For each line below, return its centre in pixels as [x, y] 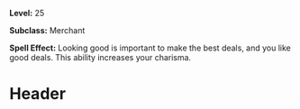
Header [37, 94]
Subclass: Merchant [47, 30]
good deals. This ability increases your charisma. [100, 57]
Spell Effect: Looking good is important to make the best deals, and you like [150, 48]
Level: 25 [27, 13]
